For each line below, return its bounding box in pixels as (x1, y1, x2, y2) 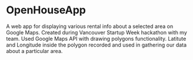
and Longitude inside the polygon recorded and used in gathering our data (6, 41, 187, 48)
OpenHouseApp (6, 3, 86, 17)
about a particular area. (6, 47, 63, 54)
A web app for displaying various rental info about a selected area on (6, 23, 174, 30)
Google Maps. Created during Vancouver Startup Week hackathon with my (6, 29, 187, 36)
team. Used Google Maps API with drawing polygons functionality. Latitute (6, 35, 187, 42)
